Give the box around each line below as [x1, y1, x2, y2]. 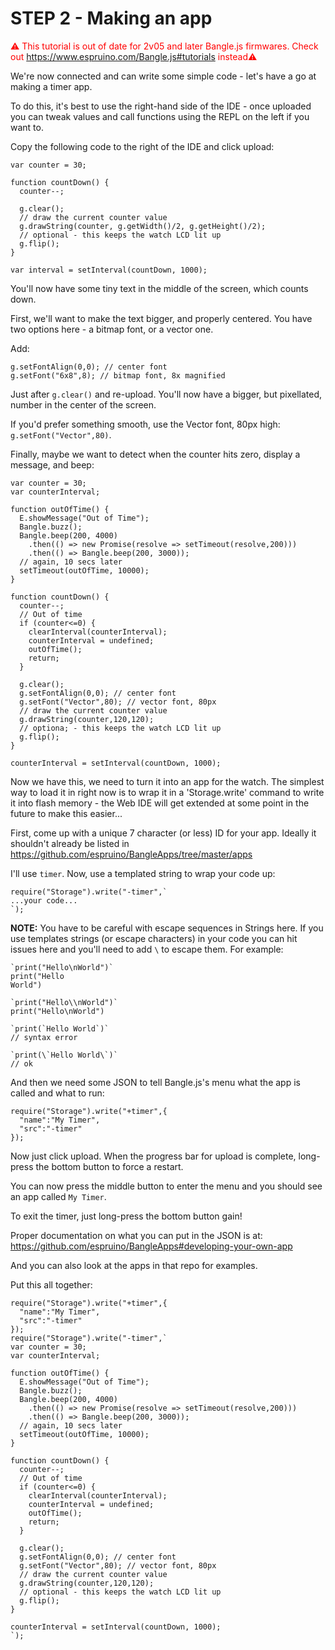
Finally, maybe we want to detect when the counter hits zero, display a [10, 448, 301, 460]
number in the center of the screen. [10, 398, 157, 411]
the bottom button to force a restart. [35, 1160, 184, 1172]
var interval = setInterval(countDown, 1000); [10, 265, 208, 275]
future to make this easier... [10, 807, 123, 819]
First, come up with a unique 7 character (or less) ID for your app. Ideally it [10, 827, 317, 839]
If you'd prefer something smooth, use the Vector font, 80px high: [10, 418, 281, 430]
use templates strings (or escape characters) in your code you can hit [10, 932, 298, 944]
